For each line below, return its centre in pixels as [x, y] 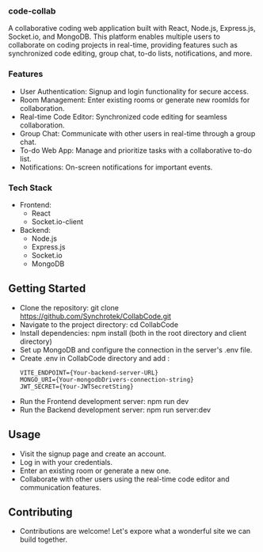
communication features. [60, 487]
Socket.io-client [57, 221]
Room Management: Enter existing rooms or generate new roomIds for [135, 100]
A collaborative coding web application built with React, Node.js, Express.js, [132, 29]
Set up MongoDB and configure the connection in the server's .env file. [136, 349]
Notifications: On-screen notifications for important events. [116, 167]
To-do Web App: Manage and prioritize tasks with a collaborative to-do [135, 150]
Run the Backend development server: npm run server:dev [115, 409]
